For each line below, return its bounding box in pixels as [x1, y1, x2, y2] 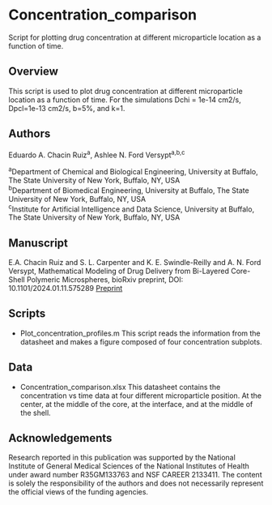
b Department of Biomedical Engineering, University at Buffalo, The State [8, 184, 249, 195]
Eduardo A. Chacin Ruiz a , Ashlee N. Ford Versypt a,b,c [8, 148, 185, 160]
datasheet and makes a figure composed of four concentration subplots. [19, 336, 262, 346]
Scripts [8, 306, 46, 321]
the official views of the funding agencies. [8, 487, 148, 497]
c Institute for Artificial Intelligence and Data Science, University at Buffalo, [8, 203, 255, 214]
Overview [8, 65, 59, 79]
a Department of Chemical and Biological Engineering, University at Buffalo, [8, 165, 259, 176]
